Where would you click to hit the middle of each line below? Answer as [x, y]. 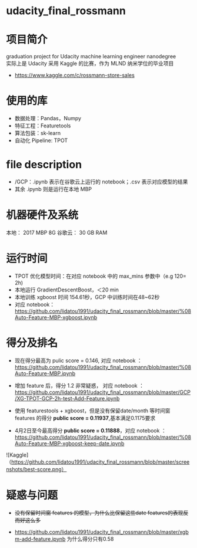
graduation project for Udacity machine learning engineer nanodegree [91, 57]
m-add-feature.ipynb [40, 539]
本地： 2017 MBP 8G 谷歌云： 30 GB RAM [57, 232]
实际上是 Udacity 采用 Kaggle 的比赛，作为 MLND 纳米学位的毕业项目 [90, 64]
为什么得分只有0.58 [90, 539]
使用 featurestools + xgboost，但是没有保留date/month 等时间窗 [92, 411]
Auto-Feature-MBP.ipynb [45, 373]
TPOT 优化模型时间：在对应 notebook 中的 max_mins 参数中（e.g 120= [101, 276]
